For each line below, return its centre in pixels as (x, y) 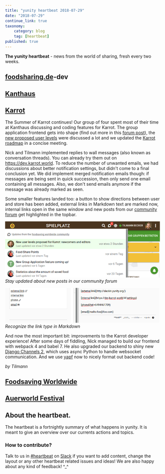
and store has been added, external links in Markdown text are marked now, (82, 204)
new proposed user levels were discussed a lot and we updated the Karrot (80, 138)
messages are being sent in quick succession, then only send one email (78, 179)
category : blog (29, 31)
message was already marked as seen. (45, 189)
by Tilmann (16, 366)
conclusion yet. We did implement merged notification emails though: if (77, 174)
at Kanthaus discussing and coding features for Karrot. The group (72, 128)
